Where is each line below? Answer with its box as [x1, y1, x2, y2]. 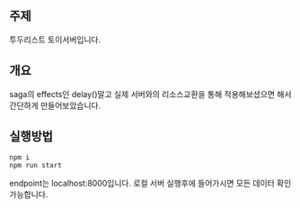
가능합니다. [9, 189, 49, 200]
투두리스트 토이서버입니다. [9, 34, 101, 45]
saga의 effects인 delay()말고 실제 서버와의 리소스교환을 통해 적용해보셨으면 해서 [9, 88, 292, 99]
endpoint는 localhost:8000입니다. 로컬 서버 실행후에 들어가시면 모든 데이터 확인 [9, 178, 292, 189]
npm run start [9, 161, 63, 170]
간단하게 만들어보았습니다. [9, 100, 101, 111]
